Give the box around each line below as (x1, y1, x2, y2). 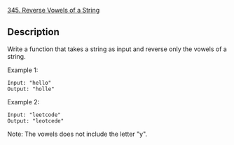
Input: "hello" (7, 79, 52, 86)
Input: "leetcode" (7, 111, 61, 118)
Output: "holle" (7, 85, 55, 92)
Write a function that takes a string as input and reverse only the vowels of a (7, 45, 228, 53)
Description (7, 26, 60, 38)
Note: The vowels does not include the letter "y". (7, 130, 148, 138)
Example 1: (7, 66, 39, 74)
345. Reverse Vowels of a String (7, 6, 100, 14)
